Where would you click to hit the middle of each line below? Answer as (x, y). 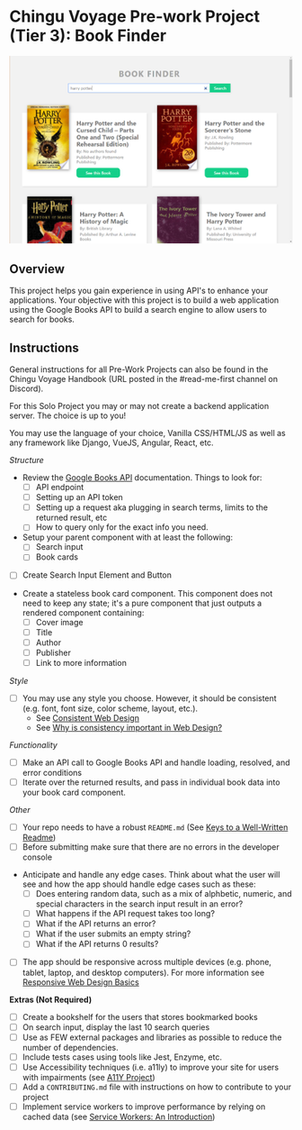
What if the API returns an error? (96, 924)
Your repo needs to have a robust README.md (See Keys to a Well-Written (155, 827)
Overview (37, 269)
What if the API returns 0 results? (97, 944)
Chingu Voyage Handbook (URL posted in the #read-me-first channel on (144, 379)
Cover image (59, 622)
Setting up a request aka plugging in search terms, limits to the (151, 507)
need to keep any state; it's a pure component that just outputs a (142, 603)
